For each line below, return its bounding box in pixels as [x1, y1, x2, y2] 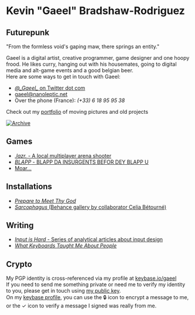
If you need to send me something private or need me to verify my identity [6, 281, 186, 288]
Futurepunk [6, 28, 50, 38]
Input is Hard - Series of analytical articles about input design [14, 236, 163, 243]
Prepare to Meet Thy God [14, 197, 76, 204]
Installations [6, 182, 53, 192]
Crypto [6, 259, 32, 269]
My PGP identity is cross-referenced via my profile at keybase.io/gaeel [6, 275, 177, 282]
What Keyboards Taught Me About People [14, 242, 117, 249]
